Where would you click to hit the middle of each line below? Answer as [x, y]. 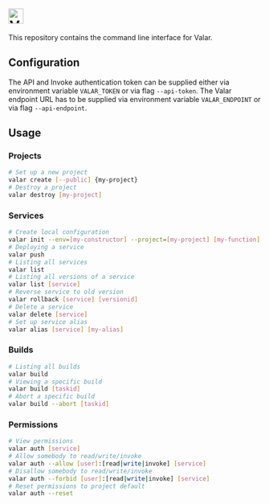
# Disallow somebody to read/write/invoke [80, 471]
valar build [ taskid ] [45, 389]
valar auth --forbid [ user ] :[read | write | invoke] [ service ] [109, 478]
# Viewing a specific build [55, 382]
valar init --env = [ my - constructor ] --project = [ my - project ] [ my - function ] [134, 240]
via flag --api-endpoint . [48, 108]
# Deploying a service [46, 247]
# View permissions [41, 441]
